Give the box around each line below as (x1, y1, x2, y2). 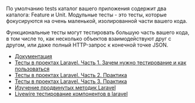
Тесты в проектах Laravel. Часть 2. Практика (14, 72, 127, 78)
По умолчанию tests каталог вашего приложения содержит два (6, 5, 167, 12)
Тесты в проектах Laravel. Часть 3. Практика (14, 78, 127, 85)
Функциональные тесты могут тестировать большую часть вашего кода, (6, 29, 190, 36)
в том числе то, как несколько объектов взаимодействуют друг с (6, 35, 172, 42)
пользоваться (14, 65, 50, 72)
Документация (14, 53, 53, 59)
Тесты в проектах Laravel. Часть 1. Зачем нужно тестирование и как (14, 59, 187, 66)
